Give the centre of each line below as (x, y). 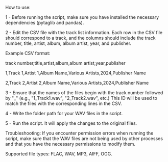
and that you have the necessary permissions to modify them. (70, 144)
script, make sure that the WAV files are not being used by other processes (84, 139)
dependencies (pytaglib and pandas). (45, 23)
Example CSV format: (28, 53)
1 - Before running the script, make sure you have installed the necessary (82, 17)
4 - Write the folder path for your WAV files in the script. (64, 113)
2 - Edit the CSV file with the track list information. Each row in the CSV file (84, 32)
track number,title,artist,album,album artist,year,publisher (66, 63)
